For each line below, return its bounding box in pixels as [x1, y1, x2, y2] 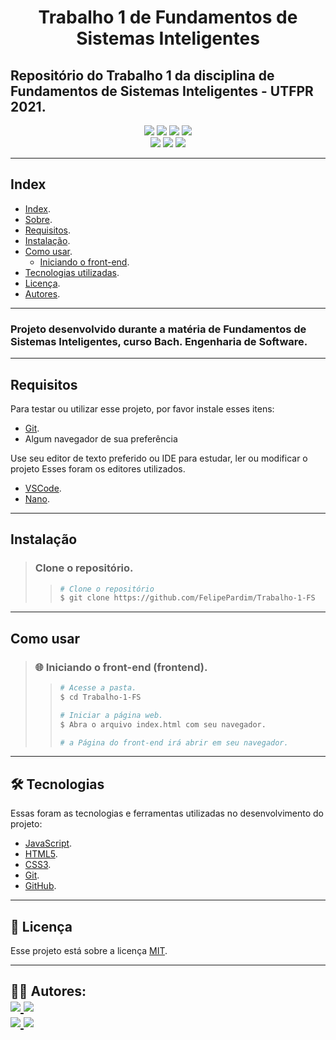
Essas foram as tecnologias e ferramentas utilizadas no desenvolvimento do [10, 807, 324, 820]
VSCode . [24, 482, 62, 494]
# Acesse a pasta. [59, 683, 137, 693]
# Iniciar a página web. [59, 710, 164, 720]
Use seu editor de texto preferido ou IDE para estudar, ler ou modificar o [10, 452, 308, 464]
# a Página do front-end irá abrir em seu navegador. [59, 737, 289, 748]
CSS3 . [24, 859, 52, 871]
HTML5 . [24, 848, 58, 860]
